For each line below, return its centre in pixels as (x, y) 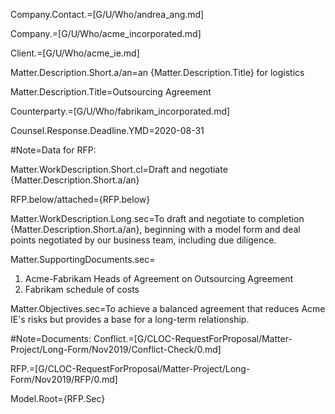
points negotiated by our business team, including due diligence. (143, 240)
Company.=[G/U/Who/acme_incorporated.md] (106, 33)
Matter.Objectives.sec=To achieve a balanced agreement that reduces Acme (168, 308)
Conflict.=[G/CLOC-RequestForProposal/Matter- (193, 338)
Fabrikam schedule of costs (82, 289)
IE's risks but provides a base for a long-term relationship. (130, 319)
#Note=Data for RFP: (53, 150)
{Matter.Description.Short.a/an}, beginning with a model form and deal (155, 229)
